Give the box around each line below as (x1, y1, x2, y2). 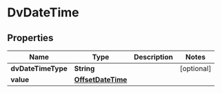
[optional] (179, 64, 212, 73)
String (74, 64, 95, 73)
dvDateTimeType (10, 64, 68, 73)
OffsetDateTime (74, 75, 128, 84)
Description (134, 53, 174, 62)
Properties (7, 32, 54, 44)
